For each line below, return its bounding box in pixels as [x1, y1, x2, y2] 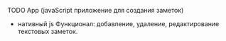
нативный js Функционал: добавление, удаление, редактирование [17, 20, 220, 28]
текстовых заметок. [17, 28, 78, 35]
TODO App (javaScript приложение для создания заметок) [7, 6, 184, 14]
